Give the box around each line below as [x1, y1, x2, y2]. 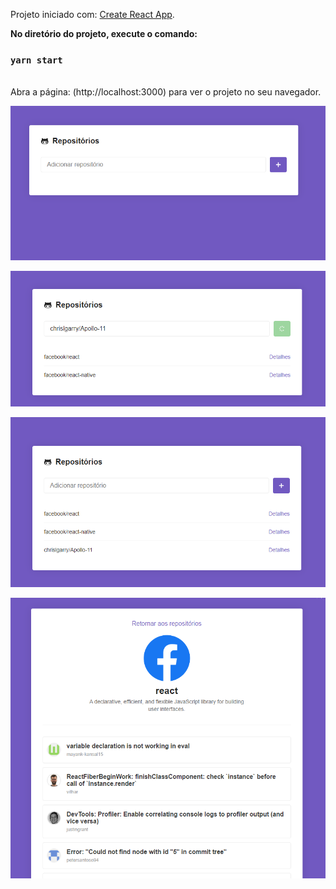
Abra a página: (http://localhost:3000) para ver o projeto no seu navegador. [10, 86, 322, 98]
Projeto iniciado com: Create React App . [10, 9, 175, 20]
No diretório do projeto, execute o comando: [10, 28, 198, 39]
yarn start [10, 54, 63, 66]
